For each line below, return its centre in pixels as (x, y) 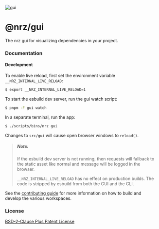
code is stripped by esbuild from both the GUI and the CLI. (75, 184)
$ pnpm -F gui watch (26, 108)
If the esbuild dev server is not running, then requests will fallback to (86, 159)
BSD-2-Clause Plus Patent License (40, 221)
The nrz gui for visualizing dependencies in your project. (62, 40)
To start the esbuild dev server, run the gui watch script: (61, 99)
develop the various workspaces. (38, 198)
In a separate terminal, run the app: (40, 117)
